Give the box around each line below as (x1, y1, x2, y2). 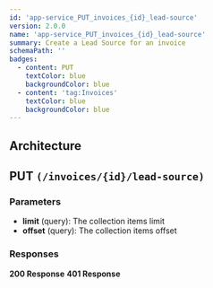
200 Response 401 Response (9, 268, 121, 279)
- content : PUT (17, 64, 74, 73)
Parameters (9, 195, 61, 207)
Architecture (9, 138, 82, 153)
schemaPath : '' (9, 47, 66, 56)
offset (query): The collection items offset (21, 225, 177, 236)
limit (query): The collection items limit (21, 216, 166, 227)
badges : (9, 55, 38, 64)
